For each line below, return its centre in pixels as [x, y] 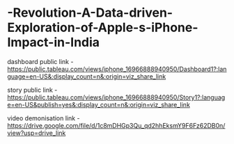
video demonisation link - [44, 118]
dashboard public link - [40, 61]
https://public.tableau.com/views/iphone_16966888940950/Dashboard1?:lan [117, 69]
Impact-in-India [53, 42]
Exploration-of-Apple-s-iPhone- [103, 27]
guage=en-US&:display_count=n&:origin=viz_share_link [87, 76]
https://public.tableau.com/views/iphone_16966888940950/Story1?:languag [116, 97]
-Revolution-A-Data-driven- [90, 13]
